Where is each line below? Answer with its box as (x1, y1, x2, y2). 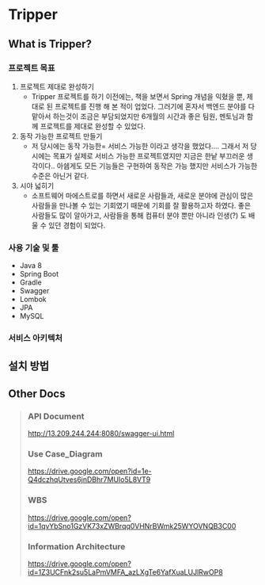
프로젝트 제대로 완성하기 (19, 82, 95, 91)
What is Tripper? (8, 37, 93, 51)
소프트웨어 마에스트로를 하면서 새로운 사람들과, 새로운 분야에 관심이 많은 (31, 190, 254, 200)
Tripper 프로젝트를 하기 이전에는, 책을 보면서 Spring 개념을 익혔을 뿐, (31, 91, 245, 101)
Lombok (19, 295, 47, 304)
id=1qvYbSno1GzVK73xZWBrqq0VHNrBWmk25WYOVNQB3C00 (27, 521, 237, 530)
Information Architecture (27, 541, 126, 552)
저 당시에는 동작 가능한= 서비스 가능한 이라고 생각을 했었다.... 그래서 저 (31, 141, 249, 151)
